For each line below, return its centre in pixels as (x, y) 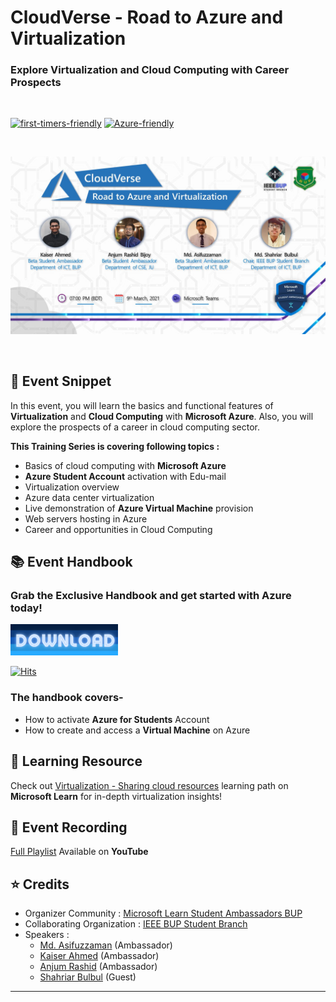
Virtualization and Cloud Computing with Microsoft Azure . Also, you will (162, 416)
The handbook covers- (67, 698)
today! (26, 608)
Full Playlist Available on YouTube (79, 852)
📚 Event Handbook (71, 562)
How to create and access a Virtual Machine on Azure (137, 730)
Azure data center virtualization (89, 497)
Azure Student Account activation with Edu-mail (125, 476)
